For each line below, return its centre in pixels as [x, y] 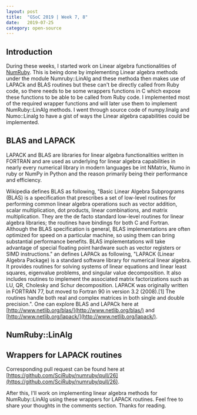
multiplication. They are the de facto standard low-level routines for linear [95, 216]
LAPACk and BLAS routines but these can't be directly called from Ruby [93, 85]
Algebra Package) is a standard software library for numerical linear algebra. [99, 260]
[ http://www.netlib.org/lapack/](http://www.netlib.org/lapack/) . [82, 316]
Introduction [29, 52]
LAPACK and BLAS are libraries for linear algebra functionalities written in [95, 155]
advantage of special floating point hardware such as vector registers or [94, 247]
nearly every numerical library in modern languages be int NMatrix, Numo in [98, 167]
